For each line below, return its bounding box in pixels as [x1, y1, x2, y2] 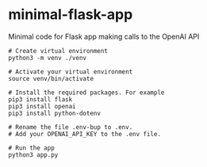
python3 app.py [8, 150, 59, 159]
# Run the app [8, 144, 56, 152]
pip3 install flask [8, 95, 73, 104]
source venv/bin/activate [8, 74, 94, 82]
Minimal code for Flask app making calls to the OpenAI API [8, 32, 200, 41]
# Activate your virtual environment [8, 67, 133, 76]
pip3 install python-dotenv [8, 109, 102, 117]
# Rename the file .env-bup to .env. [8, 123, 133, 131]
